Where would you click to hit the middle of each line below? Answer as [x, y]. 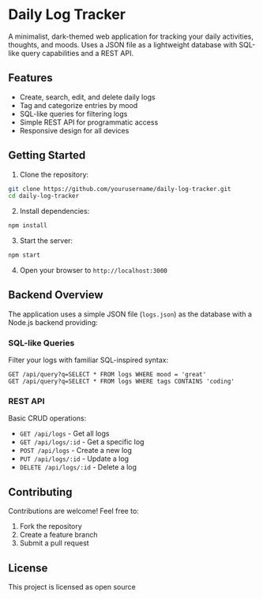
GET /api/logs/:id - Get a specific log [82, 442]
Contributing [40, 492]
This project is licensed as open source [72, 587]
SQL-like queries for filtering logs [73, 114]
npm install [28, 226]
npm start [24, 255]
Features [30, 78]
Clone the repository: [54, 174]
